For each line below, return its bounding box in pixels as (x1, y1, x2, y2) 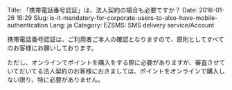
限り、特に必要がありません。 (19, 76, 105, 84)
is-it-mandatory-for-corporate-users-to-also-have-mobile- (49, 14, 218, 22)
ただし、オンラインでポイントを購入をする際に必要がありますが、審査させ (7, 58, 220, 67)
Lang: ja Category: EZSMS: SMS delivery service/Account (49, 21, 215, 29)
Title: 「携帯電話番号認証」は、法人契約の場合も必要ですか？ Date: (7, 6, 198, 14)
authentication (7, 21, 48, 29)
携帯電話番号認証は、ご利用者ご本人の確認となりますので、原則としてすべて (7, 35, 225, 43)
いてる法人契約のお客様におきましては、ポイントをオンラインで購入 (25, 67, 220, 75)
